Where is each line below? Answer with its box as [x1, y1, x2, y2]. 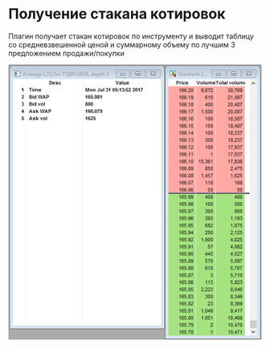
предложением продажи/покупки [8, 48, 125, 58]
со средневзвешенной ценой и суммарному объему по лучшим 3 [8, 39, 235, 49]
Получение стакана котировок [8, 5, 226, 23]
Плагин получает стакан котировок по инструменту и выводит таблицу [8, 31, 255, 41]
